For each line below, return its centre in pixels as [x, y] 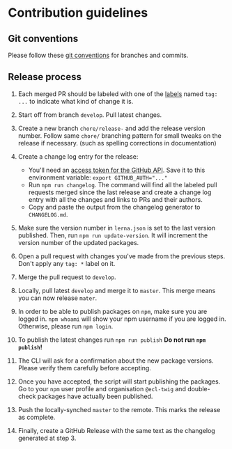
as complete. [37, 417]
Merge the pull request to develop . [67, 277]
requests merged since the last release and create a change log [120, 192]
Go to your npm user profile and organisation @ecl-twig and [102, 388]
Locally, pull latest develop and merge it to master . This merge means [117, 290]
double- [199, 388]
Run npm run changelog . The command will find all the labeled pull [123, 184]
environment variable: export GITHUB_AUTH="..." [98, 177]
